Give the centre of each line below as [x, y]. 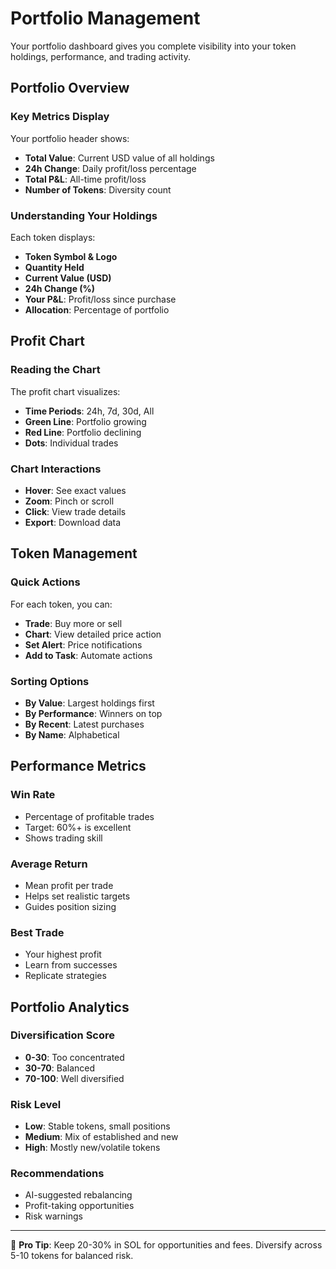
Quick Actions [45, 582]
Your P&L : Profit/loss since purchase [100, 299]
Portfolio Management [105, 18]
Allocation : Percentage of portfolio [97, 309]
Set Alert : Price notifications [83, 644]
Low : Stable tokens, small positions [97, 1126]
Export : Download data [73, 522]
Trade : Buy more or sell [73, 623]
